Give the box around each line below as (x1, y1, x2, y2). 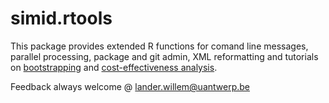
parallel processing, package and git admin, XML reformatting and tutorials (10, 50, 319, 62)
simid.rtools (10, 7, 113, 30)
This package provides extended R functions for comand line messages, (10, 40, 309, 52)
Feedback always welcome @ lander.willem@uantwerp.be (10, 80, 250, 92)
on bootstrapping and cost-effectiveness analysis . (10, 61, 218, 73)
